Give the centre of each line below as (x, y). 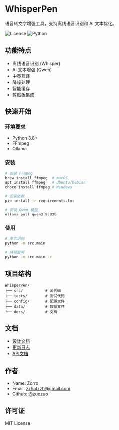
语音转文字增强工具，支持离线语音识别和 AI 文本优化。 (61, 23)
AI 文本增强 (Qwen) (32, 69)
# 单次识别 (15, 239)
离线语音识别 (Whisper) (36, 63)
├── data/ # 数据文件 (35, 307)
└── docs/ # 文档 (31, 312)
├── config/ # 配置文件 (35, 301)
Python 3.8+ (25, 138)
